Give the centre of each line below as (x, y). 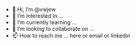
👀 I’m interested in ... (38, 16)
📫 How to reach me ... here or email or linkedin (71, 36)
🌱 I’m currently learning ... (44, 22)
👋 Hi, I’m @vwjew (34, 9)
